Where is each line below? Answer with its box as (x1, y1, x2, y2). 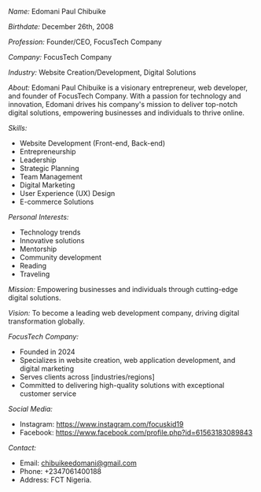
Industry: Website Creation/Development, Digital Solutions (8, 68, 197, 77)
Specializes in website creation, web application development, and (19, 356, 236, 364)
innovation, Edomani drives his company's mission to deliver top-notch (8, 100, 238, 109)
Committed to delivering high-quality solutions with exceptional (19, 381, 225, 390)
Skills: (8, 124, 28, 132)
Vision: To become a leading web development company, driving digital (8, 309, 240, 317)
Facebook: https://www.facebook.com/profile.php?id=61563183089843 (19, 428, 253, 437)
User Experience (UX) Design (19, 189, 116, 198)
